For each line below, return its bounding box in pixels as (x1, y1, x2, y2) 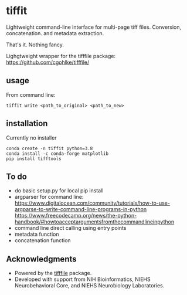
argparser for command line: (14, 194, 84, 201)
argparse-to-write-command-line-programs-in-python (14, 206, 147, 213)
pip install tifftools (6, 155, 62, 162)
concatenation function (14, 237, 72, 244)
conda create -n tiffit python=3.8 (6, 145, 93, 151)
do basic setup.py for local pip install (14, 187, 104, 194)
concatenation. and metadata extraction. (6, 29, 104, 36)
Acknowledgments (6, 254, 77, 264)
